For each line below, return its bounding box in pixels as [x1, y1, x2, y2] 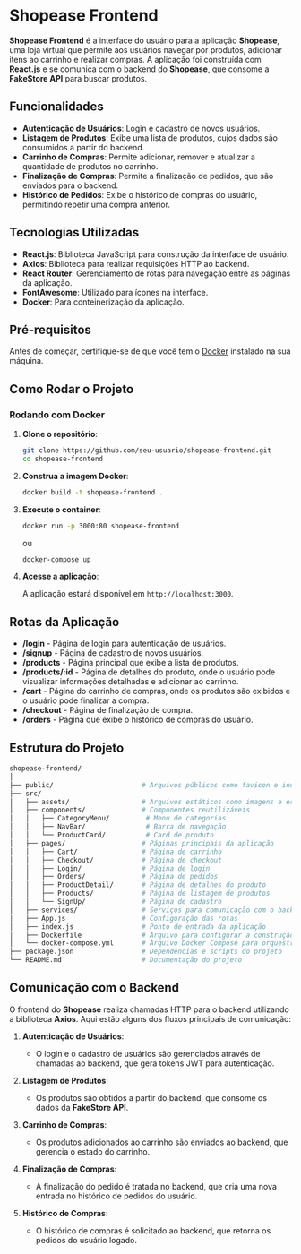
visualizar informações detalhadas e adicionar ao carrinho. [21, 676, 239, 687]
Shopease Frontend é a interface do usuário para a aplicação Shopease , [9, 35, 280, 46]
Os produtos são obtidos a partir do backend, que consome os [35, 1092, 267, 1103]
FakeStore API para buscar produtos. [9, 73, 148, 83]
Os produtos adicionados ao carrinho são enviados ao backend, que [35, 1137, 288, 1147]
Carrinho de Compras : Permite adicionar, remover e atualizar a [21, 151, 255, 162]
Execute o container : [21, 503, 101, 515]
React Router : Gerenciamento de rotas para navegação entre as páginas [21, 268, 291, 279]
